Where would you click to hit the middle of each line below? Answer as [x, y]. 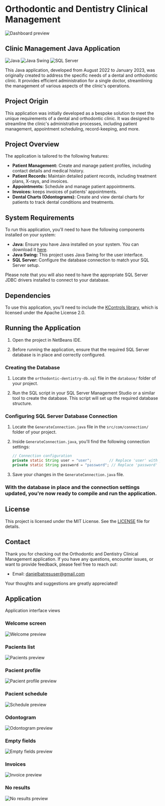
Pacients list [20, 647]
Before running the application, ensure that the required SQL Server [81, 349]
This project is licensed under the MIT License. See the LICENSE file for [78, 521]
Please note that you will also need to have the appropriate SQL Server [77, 275]
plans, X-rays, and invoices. [40, 181]
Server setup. [26, 265]
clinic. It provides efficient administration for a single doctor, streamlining [79, 80]
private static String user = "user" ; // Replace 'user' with [85, 461]
